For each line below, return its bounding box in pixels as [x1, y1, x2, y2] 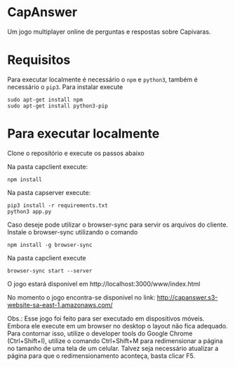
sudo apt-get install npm [7, 96, 83, 103]
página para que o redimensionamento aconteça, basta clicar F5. [7, 352, 195, 360]
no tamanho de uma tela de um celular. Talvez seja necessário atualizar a [7, 344, 219, 352]
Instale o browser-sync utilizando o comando [7, 227, 138, 236]
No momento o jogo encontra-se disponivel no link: [7, 293, 156, 302]
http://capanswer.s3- [156, 293, 218, 302]
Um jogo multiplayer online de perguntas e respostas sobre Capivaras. [7, 27, 211, 36]
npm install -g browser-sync [7, 241, 93, 248]
